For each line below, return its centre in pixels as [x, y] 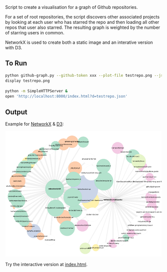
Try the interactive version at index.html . [46, 265]
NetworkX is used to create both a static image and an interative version [79, 42]
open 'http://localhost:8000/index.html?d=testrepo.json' [66, 97]
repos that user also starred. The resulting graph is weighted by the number [83, 27]
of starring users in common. [35, 33]
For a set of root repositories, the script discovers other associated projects [83, 17]
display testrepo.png [28, 81]
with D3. [14, 48]
